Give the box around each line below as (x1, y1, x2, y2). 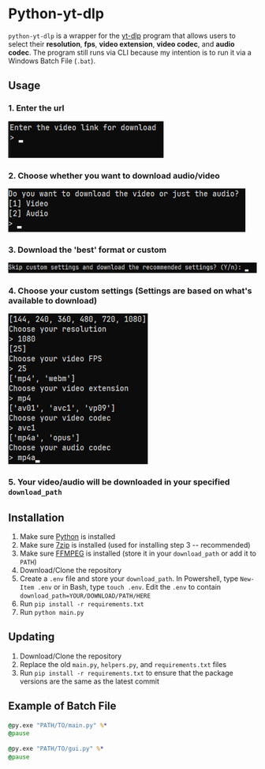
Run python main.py (19, 607, 84, 616)
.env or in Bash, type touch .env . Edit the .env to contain (37, 582, 222, 591)
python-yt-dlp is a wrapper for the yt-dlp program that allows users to (8, 31, 237, 40)
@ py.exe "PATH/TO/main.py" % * (8, 721, 108, 729)
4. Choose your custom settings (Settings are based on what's (8, 285, 252, 296)
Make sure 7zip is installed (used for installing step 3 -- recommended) (19, 540, 251, 549)
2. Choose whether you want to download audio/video (8, 170, 221, 181)
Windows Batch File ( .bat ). (8, 56, 96, 66)
